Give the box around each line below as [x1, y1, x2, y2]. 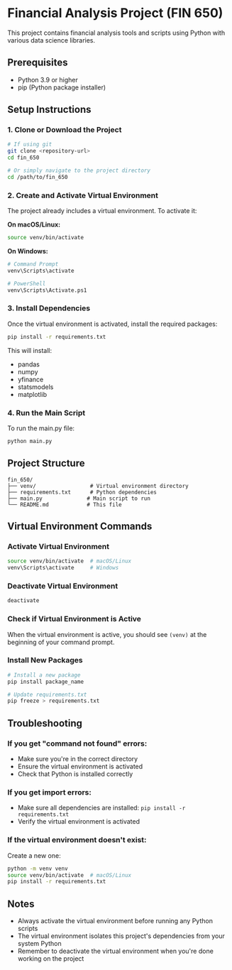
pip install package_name [7, 678, 84, 685]
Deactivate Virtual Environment [7, 581, 118, 591]
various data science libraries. [7, 36, 96, 44]
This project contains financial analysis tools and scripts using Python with [7, 28, 226, 37]
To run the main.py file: [7, 424, 75, 432]
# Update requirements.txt [7, 691, 87, 698]
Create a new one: [7, 851, 62, 860]
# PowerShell [7, 280, 46, 287]
